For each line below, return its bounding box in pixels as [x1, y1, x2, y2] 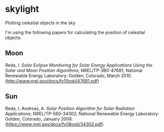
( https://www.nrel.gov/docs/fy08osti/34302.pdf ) [5, 121, 104, 127]
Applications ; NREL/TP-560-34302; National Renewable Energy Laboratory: [5, 110, 160, 117]
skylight [5, 3, 39, 15]
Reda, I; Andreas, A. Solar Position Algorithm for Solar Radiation [5, 105, 135, 111]
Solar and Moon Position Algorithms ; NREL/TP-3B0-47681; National [5, 67, 143, 73]
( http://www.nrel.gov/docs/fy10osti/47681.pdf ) [5, 78, 99, 84]
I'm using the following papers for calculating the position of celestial [5, 29, 145, 35]
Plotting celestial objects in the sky [5, 20, 76, 26]
